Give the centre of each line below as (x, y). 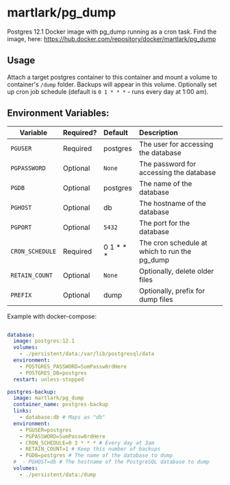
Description (159, 132)
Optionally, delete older (177, 271)
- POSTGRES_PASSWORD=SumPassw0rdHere (73, 366)
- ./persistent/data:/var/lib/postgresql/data (87, 354)
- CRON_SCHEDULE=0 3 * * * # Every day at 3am (87, 443)
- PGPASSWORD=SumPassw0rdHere (63, 436)
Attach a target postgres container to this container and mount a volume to (112, 77)
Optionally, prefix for (172, 291)
